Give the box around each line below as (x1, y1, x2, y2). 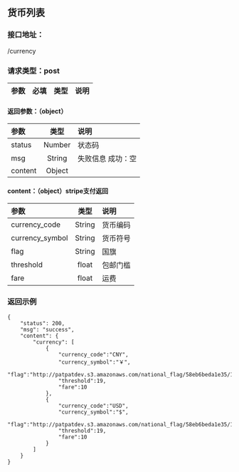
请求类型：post (7, 66, 60, 76)
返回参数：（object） (7, 106, 68, 116)
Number (43, 140, 71, 150)
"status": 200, (20, 319, 65, 327)
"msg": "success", (20, 326, 75, 333)
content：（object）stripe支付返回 (7, 186, 109, 195)
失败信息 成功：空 (77, 154, 137, 164)
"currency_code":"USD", (58, 402, 129, 409)
